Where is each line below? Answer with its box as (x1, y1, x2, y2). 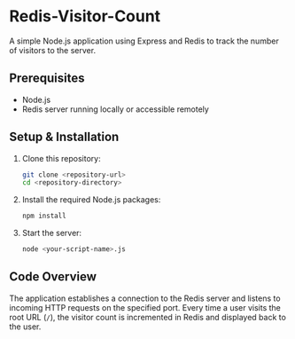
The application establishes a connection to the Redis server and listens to (9, 293, 281, 304)
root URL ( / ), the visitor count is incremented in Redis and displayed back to (9, 311, 286, 322)
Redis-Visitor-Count (9, 6, 161, 27)
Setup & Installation (9, 130, 120, 145)
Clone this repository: (21, 153, 101, 163)
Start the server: (21, 228, 82, 239)
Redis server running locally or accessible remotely (21, 104, 210, 114)
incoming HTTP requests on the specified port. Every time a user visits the (9, 302, 282, 312)
